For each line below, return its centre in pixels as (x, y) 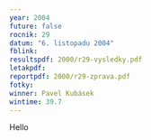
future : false (36, 26)
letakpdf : (28, 69)
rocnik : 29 (30, 34)
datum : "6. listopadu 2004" (62, 43)
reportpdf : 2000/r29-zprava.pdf (70, 77)
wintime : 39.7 (36, 102)
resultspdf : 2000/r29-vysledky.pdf (76, 60)
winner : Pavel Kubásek (52, 93)
